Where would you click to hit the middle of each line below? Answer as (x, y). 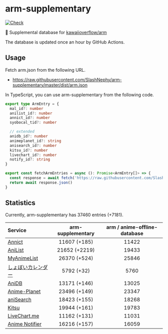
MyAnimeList (23, 258)
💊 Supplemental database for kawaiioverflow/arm (56, 32)
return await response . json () (41, 183)
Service (17, 230)
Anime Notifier (24, 324)
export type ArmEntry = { (32, 104)
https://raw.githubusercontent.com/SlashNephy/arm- (67, 79)
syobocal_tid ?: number (33, 123)
